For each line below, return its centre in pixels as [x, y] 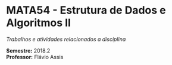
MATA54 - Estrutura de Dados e [86, 10]
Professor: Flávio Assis [35, 57]
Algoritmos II [39, 23]
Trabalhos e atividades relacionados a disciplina [66, 39]
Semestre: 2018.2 [28, 50]
